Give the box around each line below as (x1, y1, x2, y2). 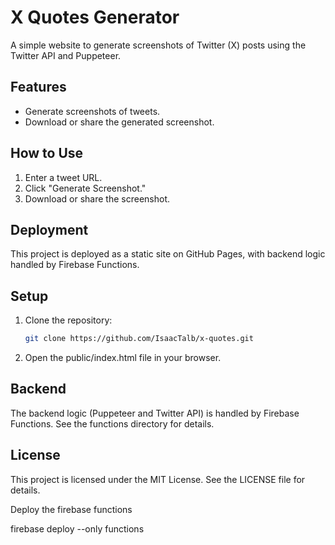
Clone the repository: (24, 314, 113, 326)
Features (10, 79, 67, 96)
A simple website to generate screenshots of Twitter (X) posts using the (10, 39, 307, 51)
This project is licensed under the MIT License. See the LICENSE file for (10, 473, 306, 485)
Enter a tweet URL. (24, 171, 103, 183)
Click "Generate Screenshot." (24, 182, 147, 194)
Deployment (10, 221, 89, 238)
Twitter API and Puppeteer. (10, 49, 122, 61)
